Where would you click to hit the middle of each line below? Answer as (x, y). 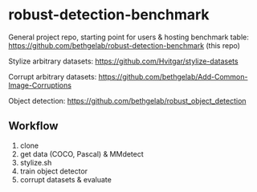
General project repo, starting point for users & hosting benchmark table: (128, 37)
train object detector (54, 171)
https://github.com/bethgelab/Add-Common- (173, 76)
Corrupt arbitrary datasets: (53, 76)
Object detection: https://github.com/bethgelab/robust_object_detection (127, 100)
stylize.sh (36, 162)
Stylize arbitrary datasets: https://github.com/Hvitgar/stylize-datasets (123, 61)
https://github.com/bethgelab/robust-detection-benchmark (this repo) (124, 45)
